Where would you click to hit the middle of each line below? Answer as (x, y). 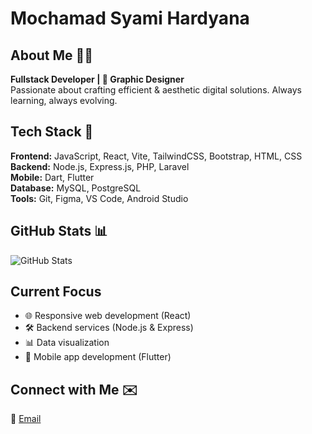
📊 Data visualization (67, 343)
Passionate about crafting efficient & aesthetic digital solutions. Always (156, 90)
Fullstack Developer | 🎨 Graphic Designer (97, 79)
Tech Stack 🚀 (52, 132)
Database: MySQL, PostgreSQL (76, 188)
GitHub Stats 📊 (59, 231)
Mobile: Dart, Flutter (52, 177)
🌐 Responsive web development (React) (108, 316)
